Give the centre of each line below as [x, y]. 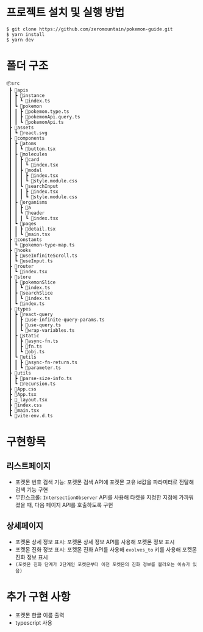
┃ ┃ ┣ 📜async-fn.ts [34, 341]
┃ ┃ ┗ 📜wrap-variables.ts [42, 330]
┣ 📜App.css [23, 389]
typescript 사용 [34, 622]
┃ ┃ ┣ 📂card [24, 159]
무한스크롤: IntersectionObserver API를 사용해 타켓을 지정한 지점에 [96, 497]
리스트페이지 [28, 466]
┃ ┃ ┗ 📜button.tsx [32, 149]
